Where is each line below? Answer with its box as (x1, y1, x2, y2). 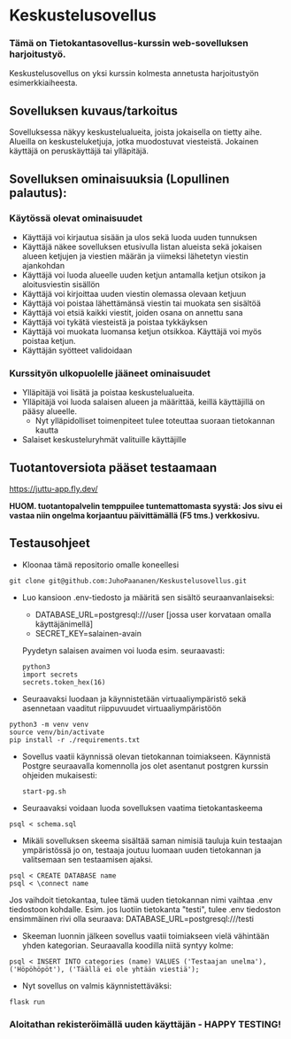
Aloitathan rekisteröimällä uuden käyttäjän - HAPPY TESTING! (9, 1018, 281, 1030)
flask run (9, 997, 46, 1006)
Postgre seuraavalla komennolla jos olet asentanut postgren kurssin (21, 760, 269, 771)
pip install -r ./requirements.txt (9, 735, 141, 745)
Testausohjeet (9, 535, 90, 551)
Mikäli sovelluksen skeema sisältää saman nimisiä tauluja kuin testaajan (21, 835, 283, 846)
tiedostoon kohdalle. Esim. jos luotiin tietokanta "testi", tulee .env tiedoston (9, 903, 281, 914)
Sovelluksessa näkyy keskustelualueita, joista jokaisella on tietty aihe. (9, 127, 263, 137)
